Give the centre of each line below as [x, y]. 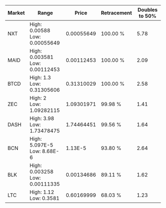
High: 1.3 [40, 78]
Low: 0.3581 [44, 198]
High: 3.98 [42, 118]
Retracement [117, 13]
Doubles [148, 10]
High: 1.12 [42, 192]
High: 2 [38, 98]
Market [16, 13]
